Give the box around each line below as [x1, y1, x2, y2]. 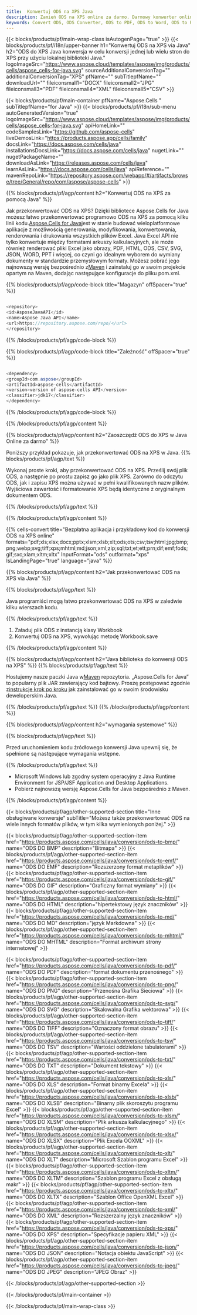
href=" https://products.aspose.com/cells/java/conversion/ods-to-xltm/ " [6, 1169, 180, 1175]
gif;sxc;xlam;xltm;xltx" [6, 551, 60, 558]
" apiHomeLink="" [81, 122, 125, 129]
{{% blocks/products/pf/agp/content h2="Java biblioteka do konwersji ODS [6, 656, 188, 662]
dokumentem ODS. [6, 492, 52, 499]
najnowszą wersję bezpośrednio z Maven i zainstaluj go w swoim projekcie [6, 263, 186, 271]
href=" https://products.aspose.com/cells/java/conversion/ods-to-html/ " [6, 895, 180, 902]
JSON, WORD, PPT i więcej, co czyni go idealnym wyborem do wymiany [6, 251, 181, 258]
